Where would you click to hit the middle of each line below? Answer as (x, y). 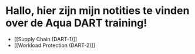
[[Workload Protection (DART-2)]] (54, 45)
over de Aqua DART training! (76, 23)
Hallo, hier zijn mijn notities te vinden (97, 11)
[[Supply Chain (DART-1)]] (46, 39)
